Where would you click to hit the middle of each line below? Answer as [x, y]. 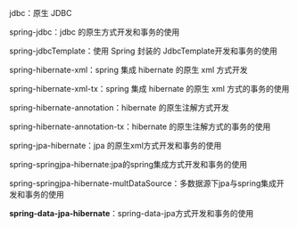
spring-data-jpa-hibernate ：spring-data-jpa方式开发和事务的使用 [132, 213]
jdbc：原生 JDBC [41, 13]
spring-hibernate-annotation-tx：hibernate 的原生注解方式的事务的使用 [140, 126]
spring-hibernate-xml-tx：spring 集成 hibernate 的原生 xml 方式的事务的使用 [149, 89]
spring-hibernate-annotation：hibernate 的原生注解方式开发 [119, 108]
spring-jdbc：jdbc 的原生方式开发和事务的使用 [95, 32]
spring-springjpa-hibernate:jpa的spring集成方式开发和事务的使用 [128, 164]
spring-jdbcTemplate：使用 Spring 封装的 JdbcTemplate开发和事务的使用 [144, 51]
